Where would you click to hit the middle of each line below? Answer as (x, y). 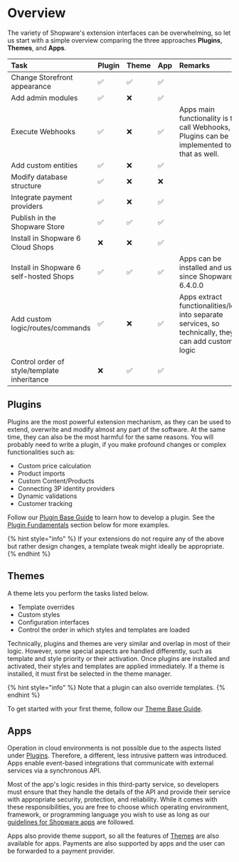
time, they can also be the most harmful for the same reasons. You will (111, 437)
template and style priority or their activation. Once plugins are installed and (118, 658)
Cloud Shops (33, 247)
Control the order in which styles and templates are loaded (103, 630)
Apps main (197, 109)
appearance (31, 86)
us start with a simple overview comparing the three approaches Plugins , (115, 40)
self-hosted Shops (43, 276)
